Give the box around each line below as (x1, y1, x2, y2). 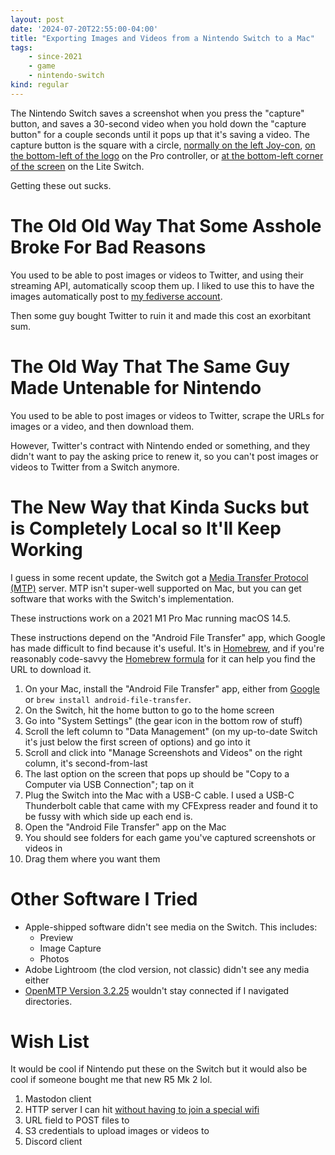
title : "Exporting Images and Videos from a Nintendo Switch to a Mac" (10, 33, 315, 43)
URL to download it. (10, 663, 92, 675)
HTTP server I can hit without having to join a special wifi (24, 1104, 260, 1116)
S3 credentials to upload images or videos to (24, 1125, 210, 1137)
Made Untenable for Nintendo (10, 376, 262, 399)
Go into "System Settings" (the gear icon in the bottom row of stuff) (24, 714, 303, 726)
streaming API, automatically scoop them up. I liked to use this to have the (10, 279, 315, 291)
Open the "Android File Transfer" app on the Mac (24, 821, 227, 833)
